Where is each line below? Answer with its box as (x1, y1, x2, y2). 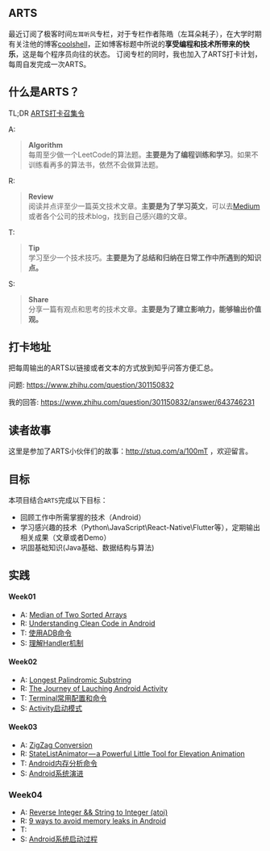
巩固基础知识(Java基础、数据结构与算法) (19, 543, 155, 553)
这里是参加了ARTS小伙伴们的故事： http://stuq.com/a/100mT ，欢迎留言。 (8, 446, 252, 456)
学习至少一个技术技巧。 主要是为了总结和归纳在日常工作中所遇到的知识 (27, 252, 262, 262)
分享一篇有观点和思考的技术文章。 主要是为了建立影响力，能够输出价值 (27, 304, 262, 314)
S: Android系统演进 (19, 769, 84, 778)
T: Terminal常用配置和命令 (19, 693, 107, 702)
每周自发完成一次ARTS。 (8, 59, 91, 69)
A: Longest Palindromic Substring (19, 675, 131, 685)
